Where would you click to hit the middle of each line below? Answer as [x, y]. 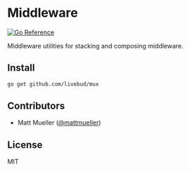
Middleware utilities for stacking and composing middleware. [96, 46]
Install [21, 68]
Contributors [36, 106]
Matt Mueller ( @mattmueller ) [59, 123]
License [25, 145]
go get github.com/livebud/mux [53, 84]
